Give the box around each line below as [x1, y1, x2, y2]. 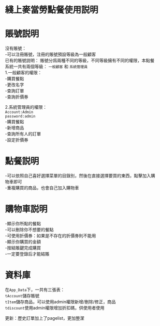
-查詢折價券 [5, 94, 29, 100]
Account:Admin [5, 110, 34, 114]
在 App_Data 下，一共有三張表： [5, 287, 65, 293]
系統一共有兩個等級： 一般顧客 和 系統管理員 [5, 64, 88, 69]
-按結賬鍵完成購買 [5, 245, 41, 250]
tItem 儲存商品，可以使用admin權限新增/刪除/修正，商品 [5, 299, 116, 305]
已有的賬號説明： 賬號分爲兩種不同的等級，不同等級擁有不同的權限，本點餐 [5, 58, 155, 64]
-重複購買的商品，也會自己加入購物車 [5, 185, 79, 191]
